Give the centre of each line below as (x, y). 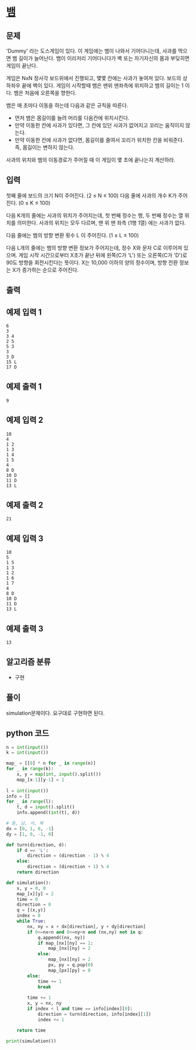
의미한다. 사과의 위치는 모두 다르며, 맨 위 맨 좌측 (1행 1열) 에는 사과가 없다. (102, 223)
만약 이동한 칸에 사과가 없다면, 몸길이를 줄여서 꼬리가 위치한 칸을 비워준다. (99, 140)
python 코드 (28, 733)
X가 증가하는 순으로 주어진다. (45, 270)
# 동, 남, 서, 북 (25, 823)
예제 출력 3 (25, 629)
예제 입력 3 (25, 539)
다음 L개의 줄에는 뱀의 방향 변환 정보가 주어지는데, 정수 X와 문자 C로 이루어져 (94, 247)
